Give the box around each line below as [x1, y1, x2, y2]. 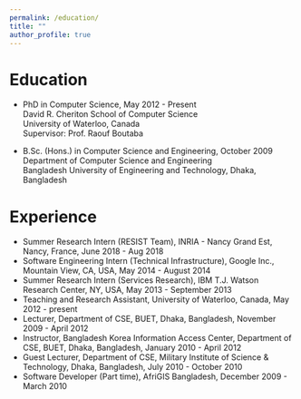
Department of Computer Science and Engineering [22, 155, 213, 166]
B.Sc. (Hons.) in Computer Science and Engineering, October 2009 [22, 146, 274, 157]
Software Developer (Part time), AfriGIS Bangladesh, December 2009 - [22, 371, 287, 382]
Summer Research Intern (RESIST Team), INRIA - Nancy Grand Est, [22, 237, 273, 248]
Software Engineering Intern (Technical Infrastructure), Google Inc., [22, 256, 275, 267]
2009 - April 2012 [22, 323, 89, 334]
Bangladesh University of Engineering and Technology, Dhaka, [22, 165, 257, 176]
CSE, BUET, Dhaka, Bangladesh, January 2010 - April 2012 [22, 342, 242, 354]
